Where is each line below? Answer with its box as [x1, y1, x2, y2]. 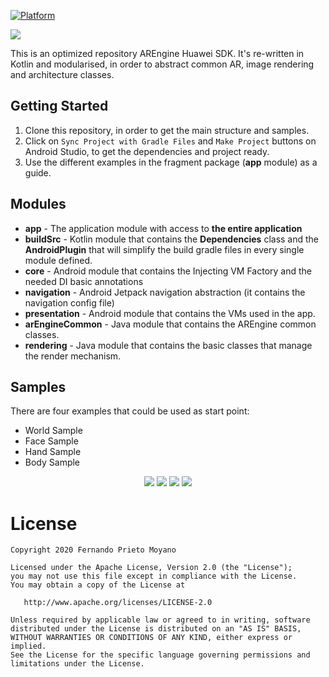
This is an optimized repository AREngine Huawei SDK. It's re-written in [10, 48, 305, 59]
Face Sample [24, 435, 79, 447]
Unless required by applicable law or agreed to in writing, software [10, 615, 311, 625]
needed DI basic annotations [24, 275, 144, 287]
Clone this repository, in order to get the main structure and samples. [24, 124, 310, 136]
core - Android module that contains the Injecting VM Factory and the [24, 265, 313, 277]
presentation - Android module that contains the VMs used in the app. [24, 307, 316, 319]
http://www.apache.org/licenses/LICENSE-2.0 [23, 598, 213, 608]
